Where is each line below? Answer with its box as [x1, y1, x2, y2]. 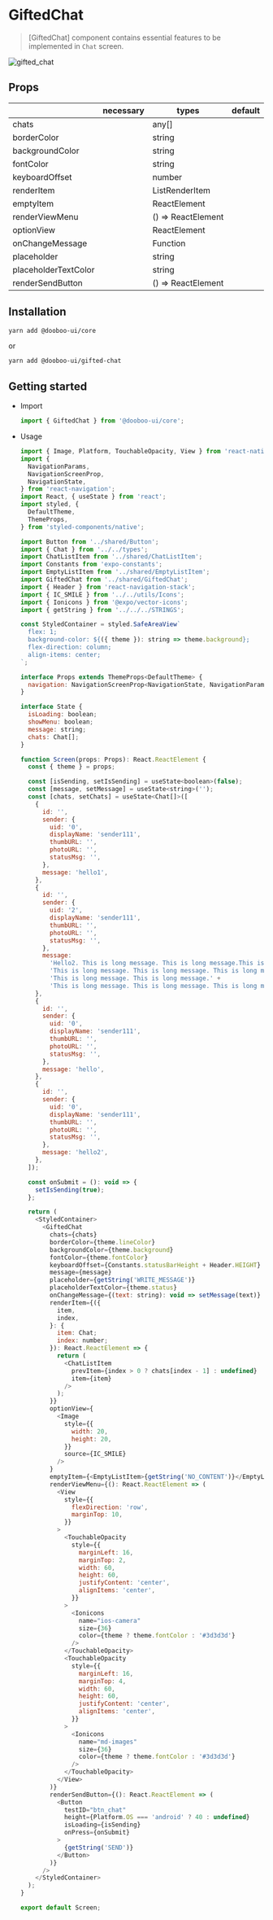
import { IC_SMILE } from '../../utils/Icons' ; [19, 590, 184, 599]
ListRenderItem [152, 185, 211, 196]
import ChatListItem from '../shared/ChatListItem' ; [19, 553, 203, 561]
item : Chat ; [56, 1329, 97, 1337]
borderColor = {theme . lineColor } [50, 1238, 156, 1246]
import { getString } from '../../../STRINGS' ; [19, 606, 184, 614]
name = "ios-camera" [78, 1616, 141, 1625]
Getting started [8, 379, 88, 393]
